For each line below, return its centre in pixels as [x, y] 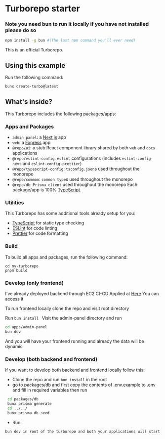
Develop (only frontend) [35, 283]
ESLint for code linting [35, 228]
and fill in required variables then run [50, 390]
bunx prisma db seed [28, 413]
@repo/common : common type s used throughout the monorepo [73, 179]
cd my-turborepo [22, 266]
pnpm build [16, 270]
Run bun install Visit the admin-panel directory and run [63, 318]
